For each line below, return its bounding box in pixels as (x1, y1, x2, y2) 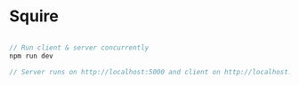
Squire (9, 6, 60, 27)
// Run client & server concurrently (9, 42, 149, 52)
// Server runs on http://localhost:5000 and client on (9, 67, 221, 76)
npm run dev (9, 51, 53, 60)
